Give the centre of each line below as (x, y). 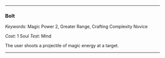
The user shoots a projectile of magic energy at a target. (62, 46)
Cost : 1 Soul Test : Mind (28, 36)
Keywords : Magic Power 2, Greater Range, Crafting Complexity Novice (77, 27)
